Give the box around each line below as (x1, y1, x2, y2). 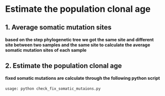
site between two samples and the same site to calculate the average (5, 42, 150, 48)
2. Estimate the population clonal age (5, 62, 122, 70)
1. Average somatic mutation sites (5, 23, 112, 32)
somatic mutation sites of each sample (5, 47, 87, 53)
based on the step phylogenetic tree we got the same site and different (5, 37, 154, 43)
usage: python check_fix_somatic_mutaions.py (5, 86, 101, 91)
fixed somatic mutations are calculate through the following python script (5, 75, 160, 81)
